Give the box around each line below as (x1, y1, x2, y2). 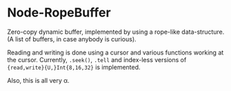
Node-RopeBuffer (7, 5, 112, 21)
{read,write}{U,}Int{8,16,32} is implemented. (7, 63, 141, 71)
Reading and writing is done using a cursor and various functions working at (7, 48, 224, 57)
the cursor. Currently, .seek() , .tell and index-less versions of (7, 55, 187, 63)
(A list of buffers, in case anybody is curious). (7, 34, 137, 43)
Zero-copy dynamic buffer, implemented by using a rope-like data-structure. (7, 28, 225, 36)
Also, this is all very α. (7, 76, 70, 84)
